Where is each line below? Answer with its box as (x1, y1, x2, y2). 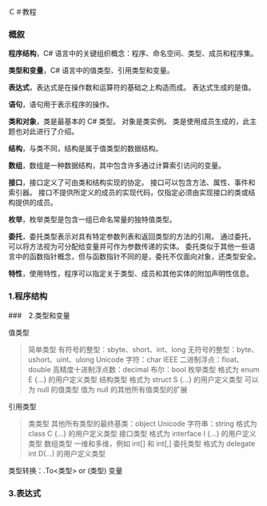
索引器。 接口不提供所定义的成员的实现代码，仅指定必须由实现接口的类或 (8, 187, 249, 198)
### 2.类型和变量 (8, 311, 70, 320)
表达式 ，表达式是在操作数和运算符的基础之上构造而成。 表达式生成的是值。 (8, 82, 256, 92)
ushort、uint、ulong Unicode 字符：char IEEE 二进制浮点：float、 (27, 355, 244, 364)
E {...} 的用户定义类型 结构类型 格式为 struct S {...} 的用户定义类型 (27, 375, 243, 384)
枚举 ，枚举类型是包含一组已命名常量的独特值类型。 (8, 215, 177, 224)
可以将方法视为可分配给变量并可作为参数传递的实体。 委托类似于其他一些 (8, 242, 249, 251)
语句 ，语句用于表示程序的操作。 (8, 99, 114, 110)
